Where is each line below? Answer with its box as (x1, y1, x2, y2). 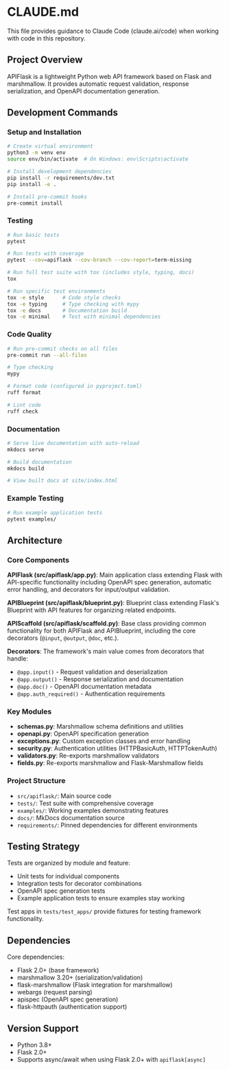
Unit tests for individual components (16, 872, 120, 880)
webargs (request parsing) (16, 988, 93, 997)
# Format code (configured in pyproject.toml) (7, 383, 143, 390)
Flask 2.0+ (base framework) (16, 966, 99, 975)
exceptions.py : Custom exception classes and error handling (16, 737, 191, 745)
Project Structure (7, 776, 66, 786)
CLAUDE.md (7, 4, 80, 20)
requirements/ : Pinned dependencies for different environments (16, 821, 197, 829)
